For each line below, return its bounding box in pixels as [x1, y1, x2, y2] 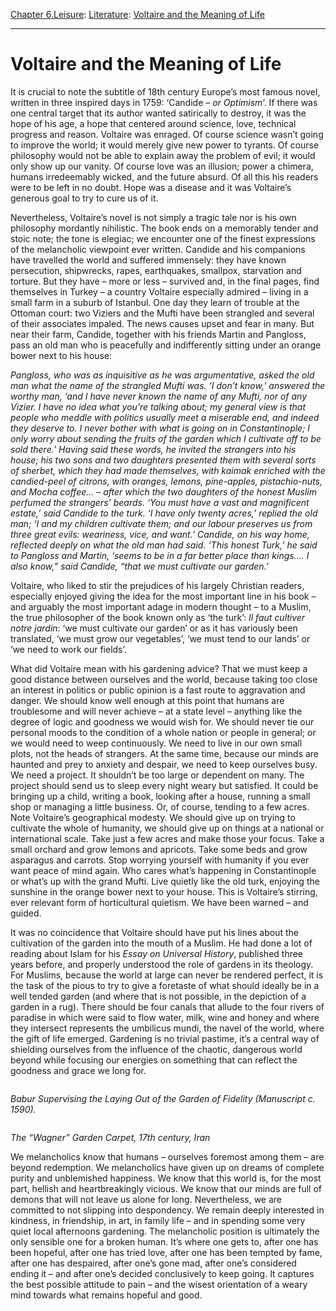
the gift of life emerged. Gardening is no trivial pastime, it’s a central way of [10, 1032, 320, 1044]
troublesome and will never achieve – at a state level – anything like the [10, 705, 303, 717]
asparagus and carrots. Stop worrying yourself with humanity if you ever [10, 854, 310, 866]
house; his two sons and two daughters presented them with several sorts [10, 454, 317, 466]
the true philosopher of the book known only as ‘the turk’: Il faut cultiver [10, 611, 306, 623]
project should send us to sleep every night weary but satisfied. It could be [10, 779, 319, 791]
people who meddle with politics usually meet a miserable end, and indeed [10, 411, 320, 423]
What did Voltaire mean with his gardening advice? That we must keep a [10, 662, 308, 674]
